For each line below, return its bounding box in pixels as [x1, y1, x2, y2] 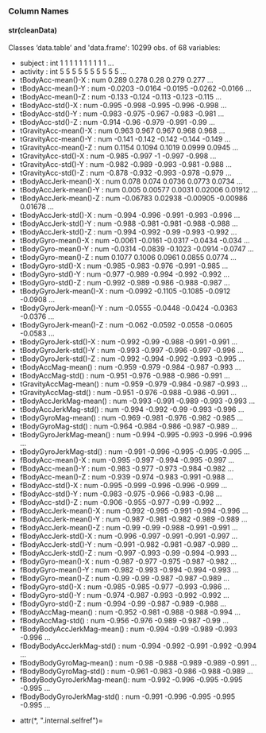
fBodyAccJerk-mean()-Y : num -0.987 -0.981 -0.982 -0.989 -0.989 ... [19, 514, 248, 524]
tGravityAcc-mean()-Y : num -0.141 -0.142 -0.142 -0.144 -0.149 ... [19, 134, 231, 144]
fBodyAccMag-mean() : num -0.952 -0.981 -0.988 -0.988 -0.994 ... [19, 607, 241, 617]
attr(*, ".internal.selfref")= [19, 716, 103, 725]
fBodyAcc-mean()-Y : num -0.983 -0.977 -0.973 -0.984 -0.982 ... [19, 463, 234, 474]
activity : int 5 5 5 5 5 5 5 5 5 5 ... [19, 67, 127, 76]
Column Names [8, 6, 69, 17]
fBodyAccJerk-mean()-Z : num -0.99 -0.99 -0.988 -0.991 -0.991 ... [19, 523, 238, 533]
